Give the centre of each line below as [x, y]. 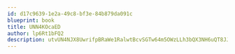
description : [26, 40]
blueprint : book [31, 20]
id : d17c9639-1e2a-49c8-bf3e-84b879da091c [70, 14]
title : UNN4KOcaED [34, 27]
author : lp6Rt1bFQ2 [36, 33]
